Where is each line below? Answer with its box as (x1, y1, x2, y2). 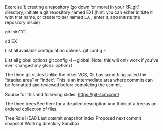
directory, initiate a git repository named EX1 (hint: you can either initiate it (5, 9, 153, 15)
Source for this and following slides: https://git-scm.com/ (5, 92, 120, 97)
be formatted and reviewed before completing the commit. (5, 82, 123, 88)
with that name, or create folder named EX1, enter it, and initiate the (5, 15, 140, 20)
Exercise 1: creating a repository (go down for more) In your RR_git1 (5, 4, 140, 10)
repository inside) (5, 19, 40, 25)
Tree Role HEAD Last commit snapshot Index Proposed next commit (5, 115, 141, 121)
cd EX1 (5, 38, 19, 44)
